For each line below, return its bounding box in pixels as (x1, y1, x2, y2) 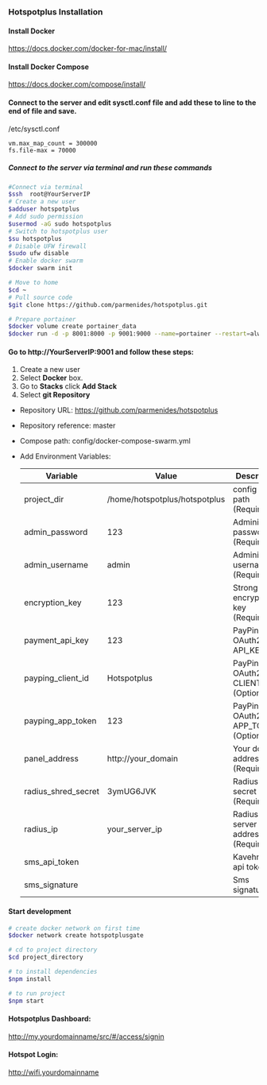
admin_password (23, 527, 88, 538)
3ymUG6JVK (106, 786, 157, 797)
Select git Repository (19, 390, 91, 400)
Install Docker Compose (8, 62, 90, 72)
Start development (8, 906, 72, 916)
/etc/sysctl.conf (8, 124, 60, 134)
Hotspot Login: (8, 1050, 59, 1060)
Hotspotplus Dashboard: (8, 1014, 91, 1024)
